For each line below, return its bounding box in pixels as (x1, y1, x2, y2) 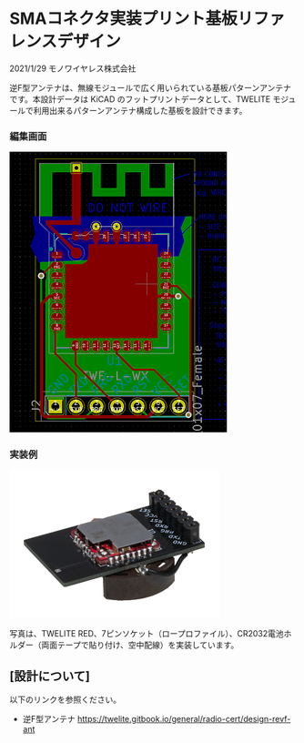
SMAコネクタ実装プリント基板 (9, 8, 238, 29)
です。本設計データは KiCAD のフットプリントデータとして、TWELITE (9, 93, 271, 105)
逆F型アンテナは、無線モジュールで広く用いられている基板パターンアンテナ (9, 82, 292, 93)
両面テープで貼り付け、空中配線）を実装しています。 (40, 639, 239, 650)
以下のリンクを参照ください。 (9, 694, 121, 706)
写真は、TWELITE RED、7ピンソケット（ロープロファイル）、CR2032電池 (9, 627, 284, 638)
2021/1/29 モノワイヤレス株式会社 (9, 63, 137, 74)
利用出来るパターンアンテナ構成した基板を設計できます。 (33, 105, 248, 116)
